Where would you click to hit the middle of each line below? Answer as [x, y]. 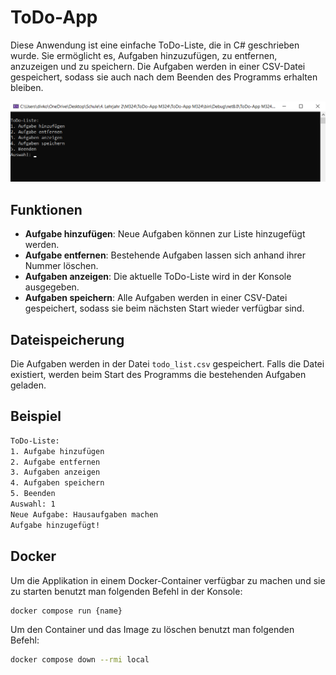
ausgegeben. [52, 287]
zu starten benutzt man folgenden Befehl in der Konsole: [126, 591]
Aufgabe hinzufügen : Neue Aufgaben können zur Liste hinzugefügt [165, 234]
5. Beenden [33, 494]
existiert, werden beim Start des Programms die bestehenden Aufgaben [158, 375]
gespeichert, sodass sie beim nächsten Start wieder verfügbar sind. [164, 308]
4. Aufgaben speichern [57, 483]
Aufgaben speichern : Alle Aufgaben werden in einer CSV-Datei [156, 298]
